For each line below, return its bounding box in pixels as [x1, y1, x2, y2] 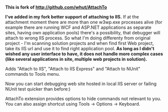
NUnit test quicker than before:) [5, 86, 71, 92]
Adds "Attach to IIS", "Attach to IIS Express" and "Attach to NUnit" [5, 66, 140, 72]
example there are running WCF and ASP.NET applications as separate [5, 24, 151, 30]
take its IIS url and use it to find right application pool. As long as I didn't [5, 46, 154, 51]
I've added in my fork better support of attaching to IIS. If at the [5, 14, 139, 19]
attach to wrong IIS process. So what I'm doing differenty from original [5, 35, 150, 41]
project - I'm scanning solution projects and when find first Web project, [5, 40, 154, 46]
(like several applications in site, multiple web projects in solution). [5, 56, 147, 62]
